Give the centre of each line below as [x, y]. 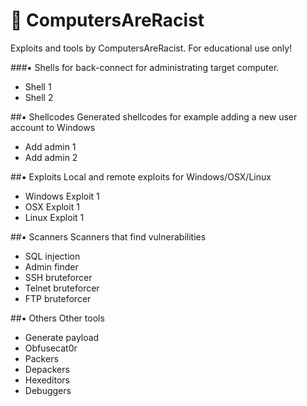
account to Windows [53, 127]
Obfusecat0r [51, 348]
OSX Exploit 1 [52, 206]
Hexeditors [47, 380]
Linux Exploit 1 [54, 217]
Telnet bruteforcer [62, 288]
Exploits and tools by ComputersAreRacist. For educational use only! [151, 48]
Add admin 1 [50, 146]
